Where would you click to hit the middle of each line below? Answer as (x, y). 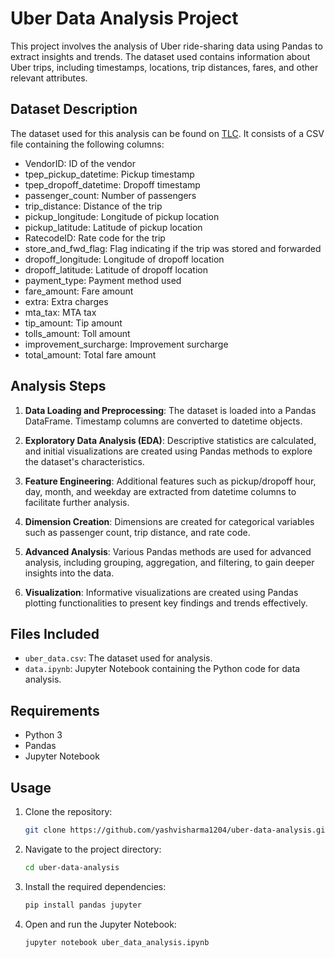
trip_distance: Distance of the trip (93, 206)
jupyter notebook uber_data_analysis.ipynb (117, 942)
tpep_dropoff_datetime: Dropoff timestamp (112, 184)
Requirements (55, 710)
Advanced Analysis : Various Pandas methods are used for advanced (168, 551)
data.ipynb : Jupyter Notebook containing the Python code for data (162, 669)
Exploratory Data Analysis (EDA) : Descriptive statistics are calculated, (170, 440)
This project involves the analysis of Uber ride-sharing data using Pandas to (166, 46)
